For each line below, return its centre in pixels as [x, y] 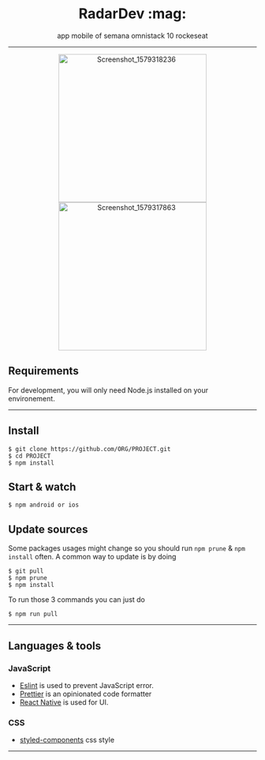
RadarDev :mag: [132, 14]
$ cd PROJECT [30, 456]
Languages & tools [54, 646]
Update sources [48, 529]
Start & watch [42, 487]
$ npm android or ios [44, 505]
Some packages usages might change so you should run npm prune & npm [127, 548]
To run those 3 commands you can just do [77, 600]
